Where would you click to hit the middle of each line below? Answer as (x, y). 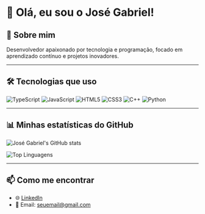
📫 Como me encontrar (50, 180)
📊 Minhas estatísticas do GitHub (70, 125)
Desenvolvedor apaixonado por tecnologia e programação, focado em (95, 49)
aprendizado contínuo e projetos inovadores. (63, 56)
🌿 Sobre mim (31, 35)
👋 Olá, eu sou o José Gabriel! (80, 12)
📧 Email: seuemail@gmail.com (53, 205)
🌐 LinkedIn (29, 198)
